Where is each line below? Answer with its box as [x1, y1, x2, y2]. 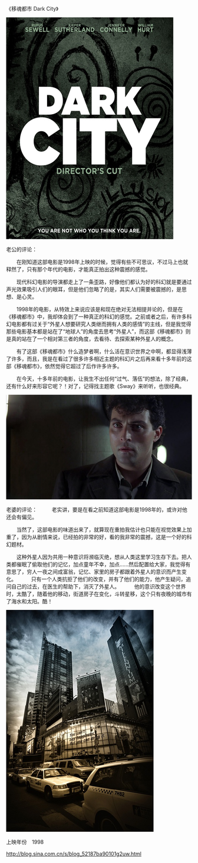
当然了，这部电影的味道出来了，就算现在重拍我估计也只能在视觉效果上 [16, 526, 187, 534]
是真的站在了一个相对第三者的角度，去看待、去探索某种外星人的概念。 [6, 335, 177, 342]
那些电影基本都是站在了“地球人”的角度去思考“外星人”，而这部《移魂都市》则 [6, 328, 191, 335]
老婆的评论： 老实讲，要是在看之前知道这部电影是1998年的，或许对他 [6, 506, 187, 513]
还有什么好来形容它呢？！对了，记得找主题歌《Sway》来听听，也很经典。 [6, 383, 184, 389]
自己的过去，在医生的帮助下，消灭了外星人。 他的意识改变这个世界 [11, 583, 186, 590]
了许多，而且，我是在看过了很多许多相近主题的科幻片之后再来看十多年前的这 [6, 355, 192, 362]
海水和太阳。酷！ [11, 598, 53, 605]
